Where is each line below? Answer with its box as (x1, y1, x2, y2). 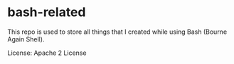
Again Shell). (7, 34, 45, 43)
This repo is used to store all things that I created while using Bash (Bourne (7, 27, 228, 36)
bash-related (7, 4, 86, 20)
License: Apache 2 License (7, 49, 87, 57)
